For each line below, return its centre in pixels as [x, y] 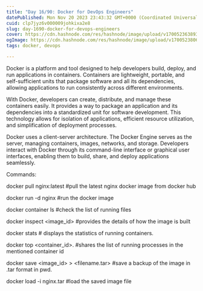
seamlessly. [21, 162]
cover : [14, 35]
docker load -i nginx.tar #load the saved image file [69, 281]
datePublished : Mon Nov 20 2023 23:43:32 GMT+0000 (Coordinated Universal [102, 18]
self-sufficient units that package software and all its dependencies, [91, 81]
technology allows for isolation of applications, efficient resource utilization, [100, 118]
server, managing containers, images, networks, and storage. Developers [98, 143]
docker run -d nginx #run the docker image [60, 198]
